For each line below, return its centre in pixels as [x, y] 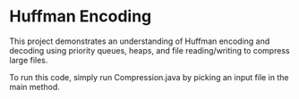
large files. [29, 60]
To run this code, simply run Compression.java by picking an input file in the [149, 77]
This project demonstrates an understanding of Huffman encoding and [140, 41]
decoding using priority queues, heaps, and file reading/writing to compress [149, 50]
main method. [35, 87]
